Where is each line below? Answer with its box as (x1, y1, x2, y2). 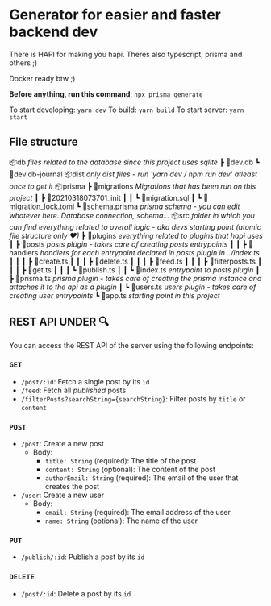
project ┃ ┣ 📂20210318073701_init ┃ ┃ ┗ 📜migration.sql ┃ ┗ (9, 193, 202, 202)
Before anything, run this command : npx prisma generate (9, 89, 203, 98)
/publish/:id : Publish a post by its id (20, 552, 145, 562)
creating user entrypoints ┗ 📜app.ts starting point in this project (9, 290, 220, 300)
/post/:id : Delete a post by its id (20, 588, 131, 598)
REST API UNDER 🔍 (9, 315, 110, 329)
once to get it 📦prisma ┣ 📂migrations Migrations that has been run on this (9, 181, 256, 191)
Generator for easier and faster (9, 6, 221, 24)
